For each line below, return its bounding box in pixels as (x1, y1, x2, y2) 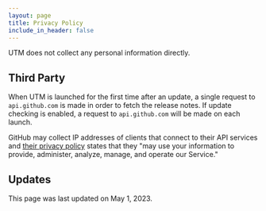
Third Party (8, 71, 66, 84)
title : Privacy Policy (8, 19, 83, 27)
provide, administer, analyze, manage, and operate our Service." (8, 150, 218, 159)
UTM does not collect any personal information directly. (8, 48, 191, 58)
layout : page (8, 11, 52, 20)
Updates (8, 172, 52, 186)
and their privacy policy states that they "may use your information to (8, 141, 235, 151)
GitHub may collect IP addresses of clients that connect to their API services (8, 132, 258, 143)
